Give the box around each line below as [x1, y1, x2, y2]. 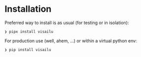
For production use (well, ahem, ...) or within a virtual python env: [4, 38, 137, 44]
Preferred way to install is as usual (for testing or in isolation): [4, 20, 129, 26]
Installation [4, 3, 52, 15]
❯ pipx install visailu [4, 29, 54, 34]
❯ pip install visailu [4, 47, 51, 52]
